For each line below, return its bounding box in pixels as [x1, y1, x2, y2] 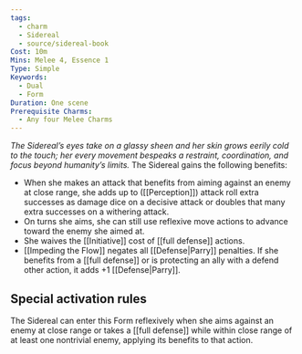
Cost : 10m [10, 47, 48, 57]
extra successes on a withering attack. [23, 206, 170, 217]
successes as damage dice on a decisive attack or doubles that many [23, 197, 286, 208]
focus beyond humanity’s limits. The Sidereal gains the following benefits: [10, 160, 288, 171]
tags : [10, 13, 31, 23]
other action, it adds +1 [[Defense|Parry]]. [23, 265, 181, 276]
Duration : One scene [10, 98, 89, 108]
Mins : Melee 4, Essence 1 [10, 56, 109, 65]
